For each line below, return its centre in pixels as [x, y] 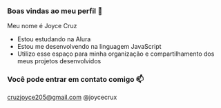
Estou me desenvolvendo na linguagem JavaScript [89, 47]
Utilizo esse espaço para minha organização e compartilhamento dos [116, 54]
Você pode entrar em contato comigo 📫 [75, 80]
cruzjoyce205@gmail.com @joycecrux [62, 97]
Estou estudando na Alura [54, 39]
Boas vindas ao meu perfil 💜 [55, 11]
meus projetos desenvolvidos [59, 61]
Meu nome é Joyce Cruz [42, 26]
